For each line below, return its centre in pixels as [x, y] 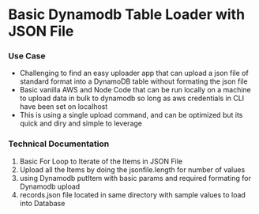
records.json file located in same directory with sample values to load [133, 194]
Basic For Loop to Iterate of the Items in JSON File [101, 161]
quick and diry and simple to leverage [81, 123]
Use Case [27, 56]
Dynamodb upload [50, 186]
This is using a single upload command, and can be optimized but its [131, 115]
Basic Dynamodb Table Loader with [127, 15]
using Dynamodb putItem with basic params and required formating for [135, 178]
